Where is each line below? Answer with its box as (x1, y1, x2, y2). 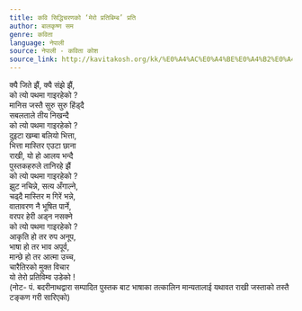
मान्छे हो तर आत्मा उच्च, (9, 252, 76, 262)
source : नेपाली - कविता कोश (9, 47, 99, 56)
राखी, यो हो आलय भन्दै (9, 150, 74, 161)
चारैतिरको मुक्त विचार (9, 262, 70, 272)
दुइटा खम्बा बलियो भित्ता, (9, 130, 77, 140)
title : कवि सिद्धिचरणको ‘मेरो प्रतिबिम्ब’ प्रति (9, 13, 137, 22)
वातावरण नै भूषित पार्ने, (9, 201, 72, 211)
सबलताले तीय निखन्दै (9, 110, 69, 120)
